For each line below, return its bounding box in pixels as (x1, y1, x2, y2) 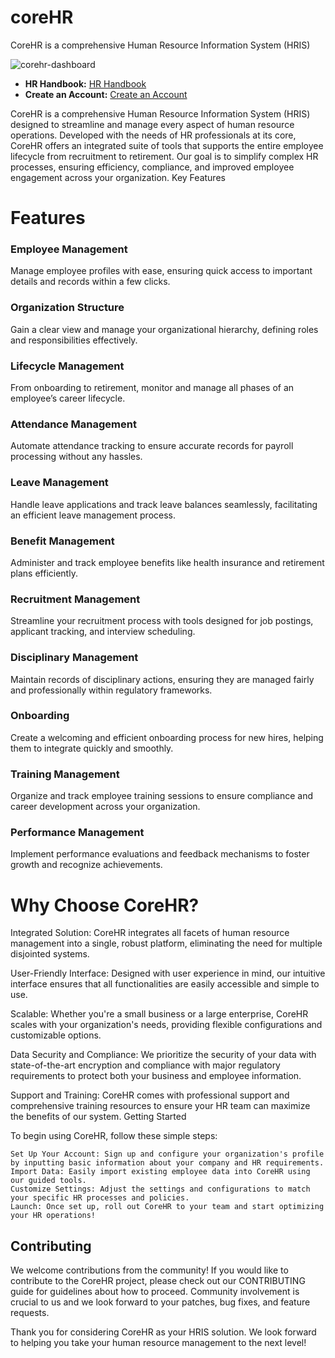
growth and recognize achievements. (10, 859, 163, 871)
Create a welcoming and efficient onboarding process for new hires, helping (10, 731, 324, 743)
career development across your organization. (10, 801, 201, 813)
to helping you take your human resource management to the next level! (10, 1337, 307, 1349)
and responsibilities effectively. (10, 334, 138, 346)
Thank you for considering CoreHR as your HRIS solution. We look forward (10, 1326, 317, 1338)
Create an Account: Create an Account (24, 88, 188, 100)
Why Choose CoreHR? (10, 894, 200, 916)
